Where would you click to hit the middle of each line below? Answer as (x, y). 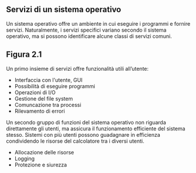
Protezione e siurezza (41, 165)
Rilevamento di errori (40, 111)
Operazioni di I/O (35, 92)
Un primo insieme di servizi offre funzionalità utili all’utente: (78, 68)
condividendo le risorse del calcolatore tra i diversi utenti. (75, 141)
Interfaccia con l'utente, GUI (49, 80)
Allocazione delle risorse (44, 152)
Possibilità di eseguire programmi (55, 86)
